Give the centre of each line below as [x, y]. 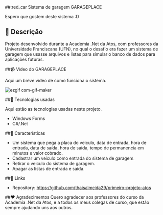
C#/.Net [20, 123]
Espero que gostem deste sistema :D [42, 16]
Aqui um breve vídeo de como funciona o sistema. [56, 80]
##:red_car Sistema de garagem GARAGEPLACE [54, 7]
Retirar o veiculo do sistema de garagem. [54, 163]
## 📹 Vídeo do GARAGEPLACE [36, 69]
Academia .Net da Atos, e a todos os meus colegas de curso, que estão [77, 202]
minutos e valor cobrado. [37, 153]
